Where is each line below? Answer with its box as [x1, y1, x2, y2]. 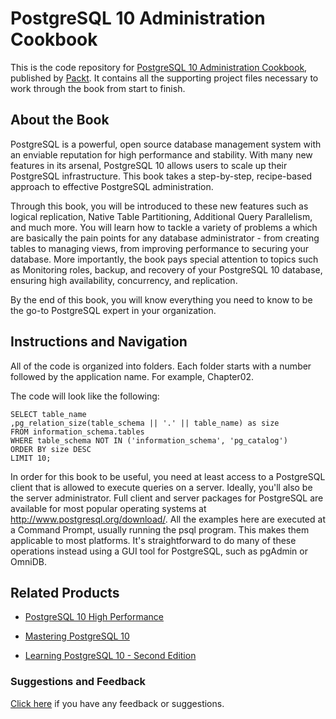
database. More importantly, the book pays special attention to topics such [10, 253, 319, 265]
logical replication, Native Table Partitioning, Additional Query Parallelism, [10, 210, 313, 222]
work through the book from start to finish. [10, 82, 186, 94]
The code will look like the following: [10, 390, 160, 402]
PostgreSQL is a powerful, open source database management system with [10, 138, 322, 150]
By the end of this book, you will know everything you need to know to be [10, 293, 313, 306]
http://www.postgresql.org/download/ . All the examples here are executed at [10, 513, 326, 525]
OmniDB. [10, 555, 47, 567]
